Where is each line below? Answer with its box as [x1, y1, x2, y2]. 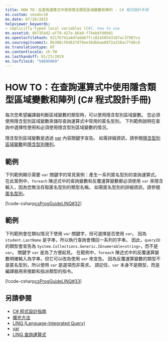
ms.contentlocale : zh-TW [5, 49, 57, 54]
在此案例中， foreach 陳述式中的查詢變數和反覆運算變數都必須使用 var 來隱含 [5, 178, 163, 184]
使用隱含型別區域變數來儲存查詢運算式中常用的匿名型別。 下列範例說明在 [5, 118, 156, 124]
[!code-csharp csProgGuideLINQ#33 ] [5, 278, 82, 284]
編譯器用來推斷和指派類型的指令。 [5, 268, 76, 274]
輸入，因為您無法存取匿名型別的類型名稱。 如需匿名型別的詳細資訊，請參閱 [5, 184, 160, 190]
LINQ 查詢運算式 [12, 331, 47, 337]
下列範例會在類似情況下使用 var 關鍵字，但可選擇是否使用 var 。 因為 [5, 230, 147, 236]
